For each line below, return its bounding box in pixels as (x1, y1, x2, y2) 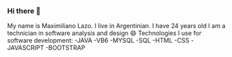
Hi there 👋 (7, 6, 42, 16)
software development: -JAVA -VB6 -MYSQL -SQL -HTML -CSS (7, 36, 190, 45)
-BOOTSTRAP (45, 44, 85, 52)
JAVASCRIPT (7, 44, 44, 52)
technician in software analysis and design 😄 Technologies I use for (7, 29, 202, 37)
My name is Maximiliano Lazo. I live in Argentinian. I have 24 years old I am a (7, 22, 226, 30)
